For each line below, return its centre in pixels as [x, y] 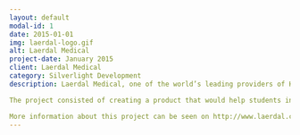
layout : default [39, 17]
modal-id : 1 [31, 26]
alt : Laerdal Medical [50, 51]
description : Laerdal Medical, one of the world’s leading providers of [147, 84]
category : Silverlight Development [75, 76]
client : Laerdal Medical [55, 68]
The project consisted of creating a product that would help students [145, 100]
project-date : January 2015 [62, 59]
